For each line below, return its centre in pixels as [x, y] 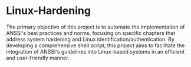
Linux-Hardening [49, 11]
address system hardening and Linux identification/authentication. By [90, 39]
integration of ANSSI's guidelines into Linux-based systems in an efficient [95, 51]
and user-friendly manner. [38, 58]
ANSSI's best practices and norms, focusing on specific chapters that [91, 33]
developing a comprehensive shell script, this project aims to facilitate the [95, 45]
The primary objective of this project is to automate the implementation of [95, 27]
